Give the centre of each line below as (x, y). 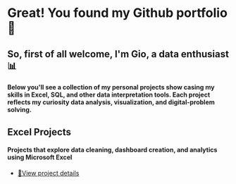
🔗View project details (48, 173)
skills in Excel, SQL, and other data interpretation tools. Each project (109, 95)
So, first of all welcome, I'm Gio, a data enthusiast (118, 54)
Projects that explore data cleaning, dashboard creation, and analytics (112, 150)
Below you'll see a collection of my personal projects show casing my (111, 87)
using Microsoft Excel (40, 157)
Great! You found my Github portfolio (117, 13)
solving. (19, 110)
